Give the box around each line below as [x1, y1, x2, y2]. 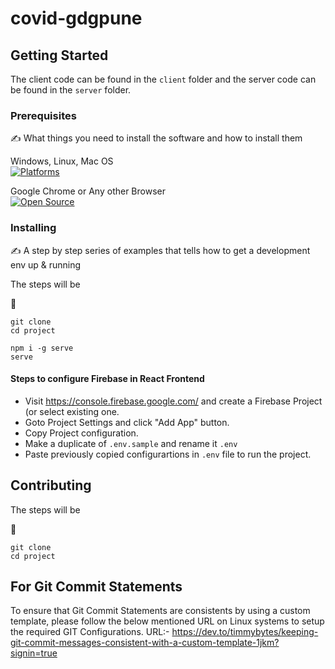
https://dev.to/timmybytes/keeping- [171, 626, 319, 638]
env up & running [10, 258, 82, 271]
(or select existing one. [24, 405, 120, 417]
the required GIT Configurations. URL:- [10, 626, 170, 638]
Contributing [10, 477, 92, 494]
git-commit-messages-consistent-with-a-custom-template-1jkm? [10, 637, 280, 649]
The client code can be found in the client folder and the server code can [10, 73, 317, 85]
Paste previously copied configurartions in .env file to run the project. [24, 448, 312, 460]
